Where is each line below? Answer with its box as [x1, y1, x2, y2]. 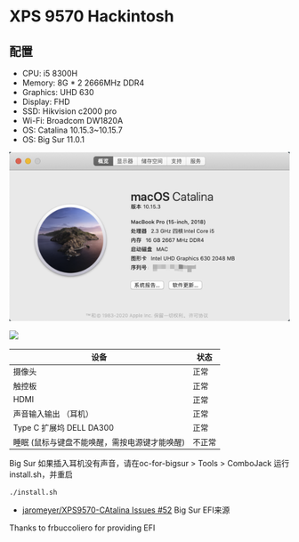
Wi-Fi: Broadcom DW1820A [21, 116, 124, 125]
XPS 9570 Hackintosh [9, 6, 174, 27]
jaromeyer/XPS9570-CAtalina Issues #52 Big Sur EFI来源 [21, 505, 230, 515]
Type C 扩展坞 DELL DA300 [12, 423, 114, 433]
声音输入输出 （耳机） [12, 409, 93, 419]
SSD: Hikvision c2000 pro [21, 106, 117, 117]
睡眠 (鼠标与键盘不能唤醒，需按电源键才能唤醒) [12, 436, 185, 447]
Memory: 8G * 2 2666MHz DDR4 [21, 77, 145, 88]
